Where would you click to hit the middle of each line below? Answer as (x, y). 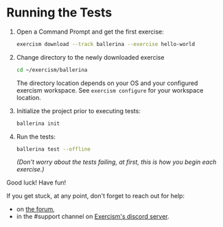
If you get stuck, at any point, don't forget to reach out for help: (96, 196)
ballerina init (38, 123)
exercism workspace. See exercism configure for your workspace (110, 90)
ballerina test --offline (53, 149)
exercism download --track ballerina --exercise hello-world (106, 44)
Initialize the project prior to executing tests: (79, 110)
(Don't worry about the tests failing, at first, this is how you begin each (116, 162)
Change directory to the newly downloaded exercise (90, 57)
